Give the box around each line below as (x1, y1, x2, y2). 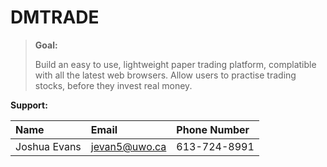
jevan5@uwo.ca (90, 139, 167, 153)
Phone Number (176, 122, 250, 136)
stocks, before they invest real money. (34, 79, 193, 91)
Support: (10, 99, 48, 111)
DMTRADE (10, 6, 100, 29)
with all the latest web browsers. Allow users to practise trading (34, 69, 297, 81)
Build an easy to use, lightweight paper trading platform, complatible (34, 58, 317, 70)
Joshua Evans (15, 139, 82, 153)
